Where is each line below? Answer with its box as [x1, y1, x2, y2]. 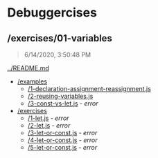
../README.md [7, 64, 50, 72]
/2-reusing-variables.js [27, 92, 94, 100]
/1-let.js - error [27, 114, 69, 122]
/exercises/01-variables [7, 32, 113, 44]
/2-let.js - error [27, 121, 71, 129]
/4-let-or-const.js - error [27, 136, 98, 144]
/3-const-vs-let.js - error [27, 99, 98, 108]
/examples [17, 77, 47, 86]
